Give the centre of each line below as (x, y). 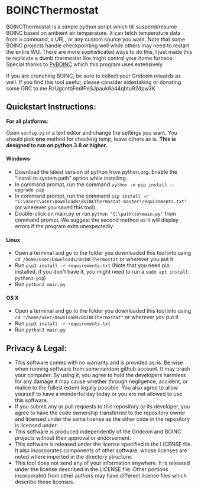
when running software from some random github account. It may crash (102, 369)
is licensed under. (36, 426)
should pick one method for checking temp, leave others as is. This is (91, 139)
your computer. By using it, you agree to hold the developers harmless (100, 375)
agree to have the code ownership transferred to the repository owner (100, 413)
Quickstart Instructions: (51, 107)
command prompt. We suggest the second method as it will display (97, 220)
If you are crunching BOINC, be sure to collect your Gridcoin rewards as (94, 76)
